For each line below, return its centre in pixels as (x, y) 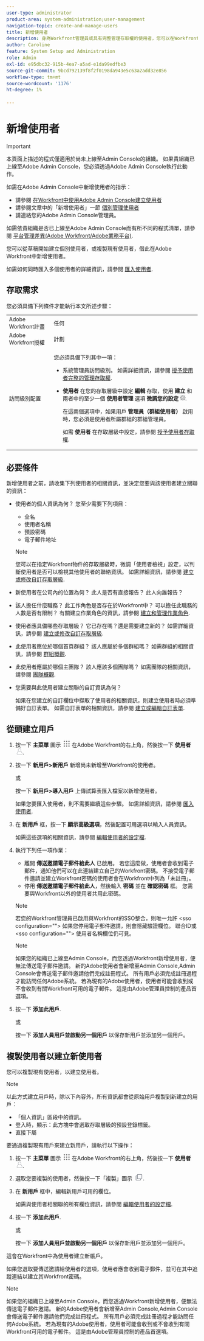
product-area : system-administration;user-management (76, 19)
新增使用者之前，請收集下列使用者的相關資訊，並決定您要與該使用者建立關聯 (102, 483)
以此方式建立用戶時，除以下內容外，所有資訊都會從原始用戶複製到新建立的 (99, 1096)
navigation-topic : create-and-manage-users (62, 26)
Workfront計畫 (27, 326)
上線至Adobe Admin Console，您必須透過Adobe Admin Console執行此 (94, 166)
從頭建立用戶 (30, 729)
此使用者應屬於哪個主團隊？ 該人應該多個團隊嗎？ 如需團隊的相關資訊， (104, 667)
